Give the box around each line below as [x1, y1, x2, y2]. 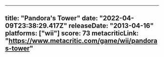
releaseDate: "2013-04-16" [68, 22, 154, 30]
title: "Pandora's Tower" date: [5, 14, 98, 22]
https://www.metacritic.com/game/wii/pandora [8, 37, 158, 45]
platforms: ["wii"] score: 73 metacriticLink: [5, 29, 139, 38]
